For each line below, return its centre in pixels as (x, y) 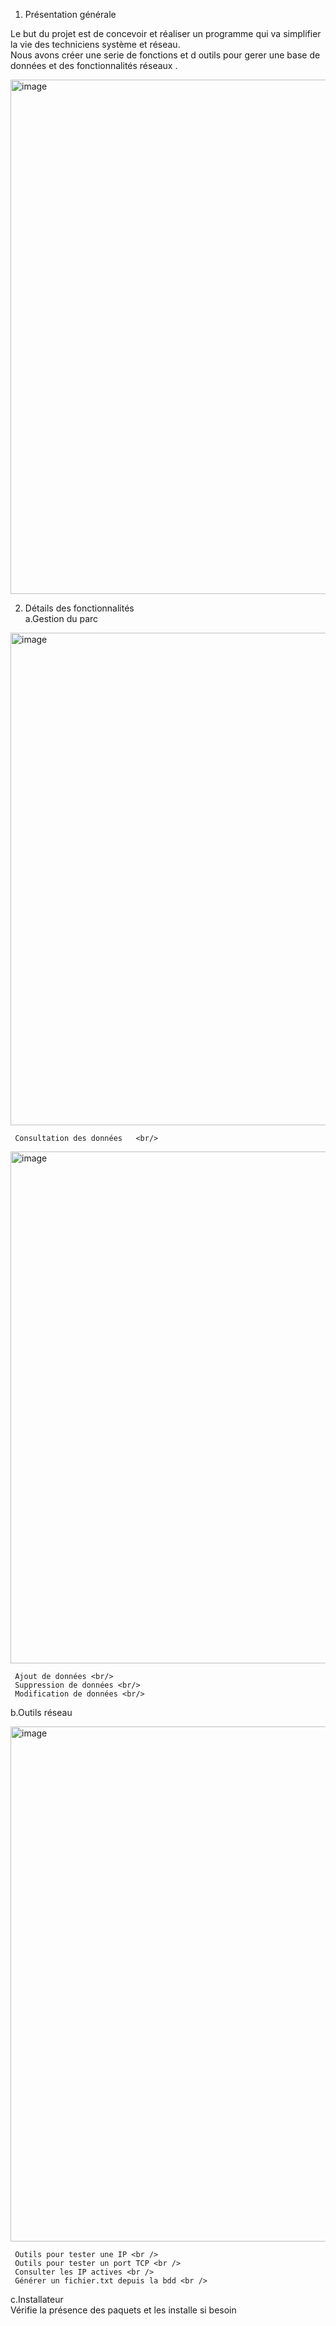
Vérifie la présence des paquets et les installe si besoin (123, 2310)
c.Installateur (37, 2299)
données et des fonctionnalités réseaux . (94, 65)
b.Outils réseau (41, 1712)
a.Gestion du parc (61, 618)
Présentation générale (70, 14)
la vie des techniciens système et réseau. (95, 44)
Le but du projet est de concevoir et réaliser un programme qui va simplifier (166, 33)
